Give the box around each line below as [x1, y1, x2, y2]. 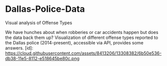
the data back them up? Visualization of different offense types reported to [5, 34, 158, 40]
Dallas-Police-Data [5, 3, 85, 15]
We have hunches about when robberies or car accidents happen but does [5, 29, 159, 35]
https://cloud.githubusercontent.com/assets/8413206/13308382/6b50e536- [5, 50, 162, 56]
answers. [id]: [5, 45, 33, 51]
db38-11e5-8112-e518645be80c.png [5, 55, 80, 61]
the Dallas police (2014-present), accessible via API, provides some [5, 39, 144, 45]
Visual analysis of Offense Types [5, 20, 73, 26]
